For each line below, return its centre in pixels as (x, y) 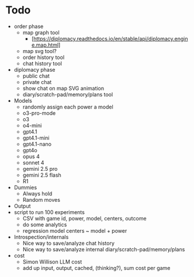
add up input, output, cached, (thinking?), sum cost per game (96, 268)
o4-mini (32, 125)
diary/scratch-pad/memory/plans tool (68, 94)
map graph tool (41, 32)
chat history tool (42, 63)
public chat (36, 76)
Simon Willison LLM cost (52, 262)
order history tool (44, 57)
